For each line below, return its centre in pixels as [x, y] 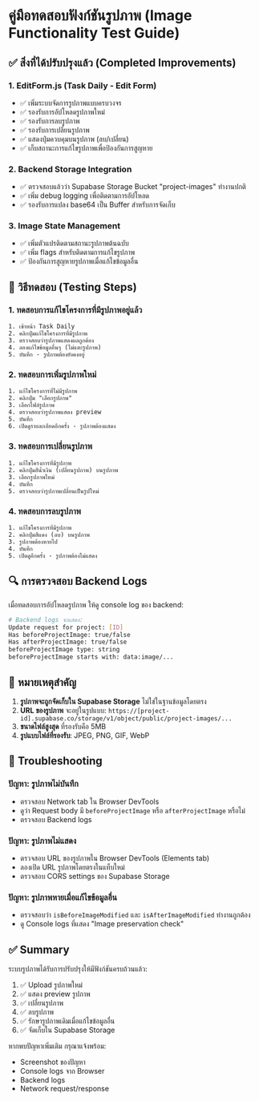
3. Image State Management [65, 226]
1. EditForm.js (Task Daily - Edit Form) [83, 85]
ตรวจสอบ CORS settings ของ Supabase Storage [95, 876]
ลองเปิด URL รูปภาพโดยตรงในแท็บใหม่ [73, 867]
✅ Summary [39, 949]
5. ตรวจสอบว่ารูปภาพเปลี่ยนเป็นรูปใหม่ [54, 491]
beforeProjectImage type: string [64, 650]
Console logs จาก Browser [62, 1071]
